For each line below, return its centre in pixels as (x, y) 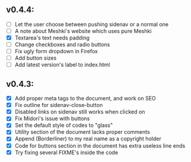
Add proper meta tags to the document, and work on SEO (85, 99)
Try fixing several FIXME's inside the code (66, 152)
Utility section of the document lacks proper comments (82, 132)
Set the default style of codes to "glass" (64, 126)
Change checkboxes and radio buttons (62, 45)
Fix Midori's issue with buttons (52, 118)
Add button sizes (35, 58)
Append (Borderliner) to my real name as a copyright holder (88, 139)
